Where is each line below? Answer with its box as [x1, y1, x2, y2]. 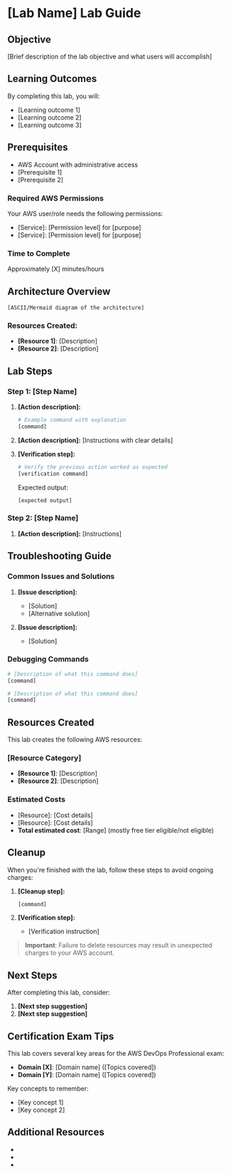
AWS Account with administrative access [17, 160, 139, 169]
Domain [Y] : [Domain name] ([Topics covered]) [17, 1071, 156, 1079]
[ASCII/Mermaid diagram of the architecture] [7, 304, 144, 311]
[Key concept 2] [17, 1106, 65, 1114]
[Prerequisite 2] [17, 175, 64, 184]
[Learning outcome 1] [17, 105, 80, 114]
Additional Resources [7, 1126, 104, 1138]
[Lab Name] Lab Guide [7, 5, 141, 21]
